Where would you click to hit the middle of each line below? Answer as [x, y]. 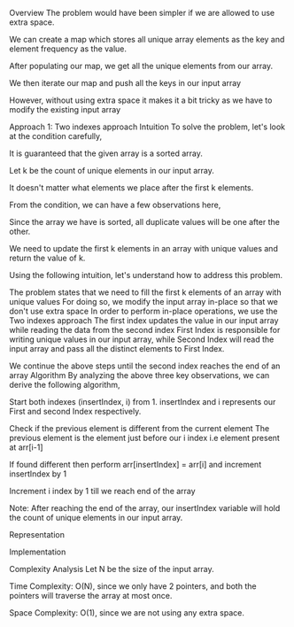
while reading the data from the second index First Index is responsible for [145, 330]
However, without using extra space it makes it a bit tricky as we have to [141, 100]
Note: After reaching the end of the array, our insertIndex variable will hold [145, 508]
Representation [37, 534]
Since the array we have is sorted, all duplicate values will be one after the [145, 222]
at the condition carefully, [56, 136]
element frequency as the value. [68, 49]
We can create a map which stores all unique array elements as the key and [147, 39]
